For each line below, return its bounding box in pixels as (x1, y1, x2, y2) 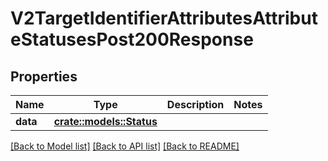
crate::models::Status (53, 115, 158, 128)
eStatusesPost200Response (10, 28, 254, 51)
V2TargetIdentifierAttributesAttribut (10, 7, 318, 30)
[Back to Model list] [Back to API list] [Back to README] (10, 140, 240, 152)
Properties (10, 68, 78, 85)
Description (166, 98, 225, 111)
